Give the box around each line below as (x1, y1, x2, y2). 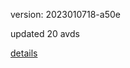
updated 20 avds (10, 28, 80, 39)
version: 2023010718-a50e (10, 9, 121, 20)
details (10, 47, 38, 59)
